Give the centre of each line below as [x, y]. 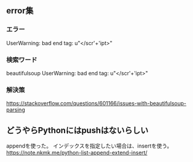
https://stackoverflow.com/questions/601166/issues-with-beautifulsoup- [96, 104]
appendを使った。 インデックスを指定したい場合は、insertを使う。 [89, 146]
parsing [16, 110]
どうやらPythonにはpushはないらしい [78, 130]
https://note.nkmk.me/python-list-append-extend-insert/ [77, 153]
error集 [20, 11]
